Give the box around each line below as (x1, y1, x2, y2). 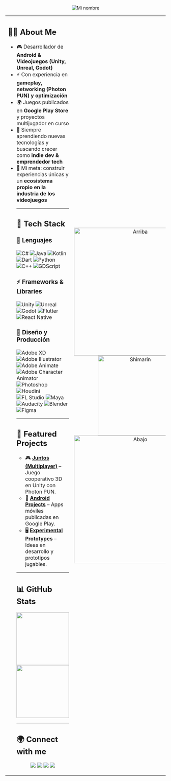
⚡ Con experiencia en (16, 71, 68, 78)
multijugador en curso (16, 120, 69, 127)
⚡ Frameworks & (16, 278, 64, 286)
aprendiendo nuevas (16, 132, 66, 140)
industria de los (16, 190, 55, 197)
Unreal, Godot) (16, 64, 53, 71)
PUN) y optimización (16, 92, 68, 99)
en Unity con (25, 482, 56, 489)
